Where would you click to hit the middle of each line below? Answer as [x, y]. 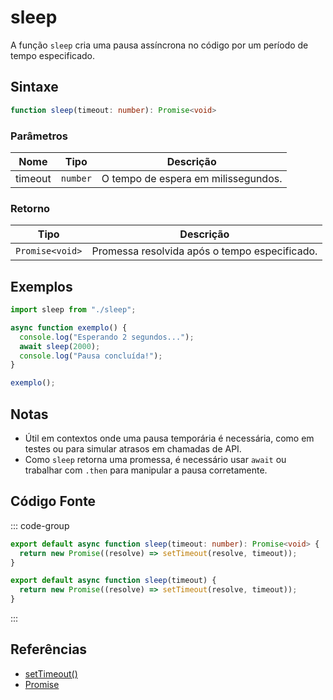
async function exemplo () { [69, 327]
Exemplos [41, 286]
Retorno [30, 208]
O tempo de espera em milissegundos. [192, 178]
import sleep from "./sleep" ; [73, 310]
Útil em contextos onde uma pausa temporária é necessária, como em [169, 438]
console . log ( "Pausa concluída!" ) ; [91, 356]
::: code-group [40, 525]
